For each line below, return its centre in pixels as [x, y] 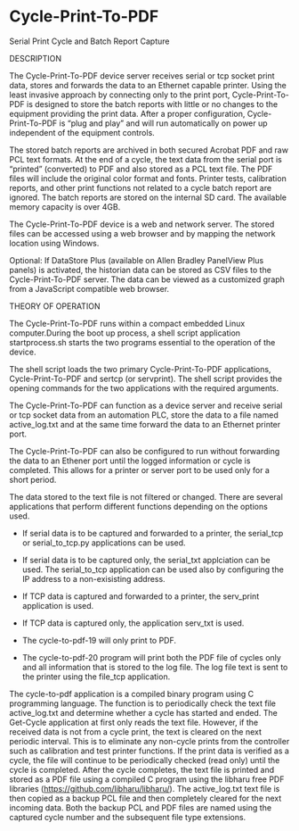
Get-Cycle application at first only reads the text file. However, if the [134, 722]
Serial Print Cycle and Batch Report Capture [89, 41]
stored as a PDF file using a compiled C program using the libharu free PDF [147, 779]
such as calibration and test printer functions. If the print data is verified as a [149, 751]
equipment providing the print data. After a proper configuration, [127, 113]
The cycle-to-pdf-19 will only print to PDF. [99, 640]
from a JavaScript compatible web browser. [89, 288]
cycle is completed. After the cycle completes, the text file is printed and [142, 769]
